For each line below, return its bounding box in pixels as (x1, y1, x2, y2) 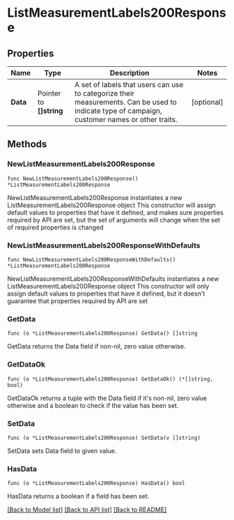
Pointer (37, 89, 61, 98)
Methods (7, 138, 47, 151)
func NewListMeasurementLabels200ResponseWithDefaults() (7, 256, 176, 263)
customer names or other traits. (74, 115, 178, 124)
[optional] (191, 98, 224, 107)
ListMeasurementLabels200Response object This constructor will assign (7, 201, 216, 209)
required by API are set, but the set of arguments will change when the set (7, 215, 221, 224)
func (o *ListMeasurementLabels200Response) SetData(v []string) (7, 434, 201, 441)
